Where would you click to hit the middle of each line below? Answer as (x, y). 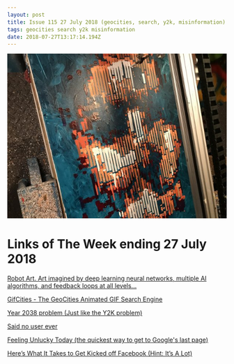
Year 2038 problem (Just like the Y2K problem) (75, 313)
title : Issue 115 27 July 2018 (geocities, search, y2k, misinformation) (117, 22)
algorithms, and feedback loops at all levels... (72, 286)
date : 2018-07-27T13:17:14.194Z (54, 37)
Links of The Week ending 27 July (107, 244)
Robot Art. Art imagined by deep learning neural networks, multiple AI (107, 278)
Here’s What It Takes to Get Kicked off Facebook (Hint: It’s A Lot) (100, 354)
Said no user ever (32, 326)
